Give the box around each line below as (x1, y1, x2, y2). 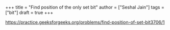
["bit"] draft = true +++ (5, 9, 54, 15)
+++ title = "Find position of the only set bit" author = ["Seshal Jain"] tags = (5, 4, 164, 10)
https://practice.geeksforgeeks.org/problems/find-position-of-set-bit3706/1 (5, 19, 165, 25)
